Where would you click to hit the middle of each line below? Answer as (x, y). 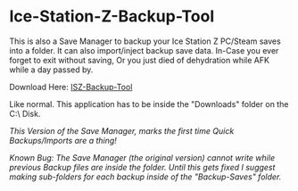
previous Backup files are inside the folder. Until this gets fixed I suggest (142, 167)
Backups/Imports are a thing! (63, 140)
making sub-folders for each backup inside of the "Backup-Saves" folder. (145, 177)
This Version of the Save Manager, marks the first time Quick (122, 130)
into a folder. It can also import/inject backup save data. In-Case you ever (144, 50)
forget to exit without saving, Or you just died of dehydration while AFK (140, 60)
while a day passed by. (51, 70)
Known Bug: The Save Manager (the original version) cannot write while (142, 157)
